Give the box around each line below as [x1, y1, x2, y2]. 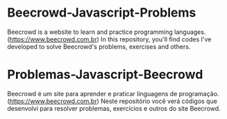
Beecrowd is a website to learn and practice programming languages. [7, 28, 206, 36]
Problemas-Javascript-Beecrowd [7, 67, 203, 82]
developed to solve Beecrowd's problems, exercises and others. [7, 42, 191, 51]
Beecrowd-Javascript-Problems [7, 5, 196, 21]
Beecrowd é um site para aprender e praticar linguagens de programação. [7, 89, 219, 98]
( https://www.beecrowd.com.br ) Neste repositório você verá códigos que [7, 97, 217, 105]
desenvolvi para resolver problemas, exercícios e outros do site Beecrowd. [7, 104, 221, 112]
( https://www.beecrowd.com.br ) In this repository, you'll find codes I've [7, 35, 212, 43]
